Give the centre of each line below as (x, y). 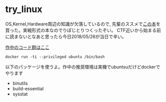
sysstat (20, 94)
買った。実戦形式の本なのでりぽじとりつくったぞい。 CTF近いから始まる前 (83, 30)
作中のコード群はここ (27, 47)
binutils (20, 83)
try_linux (24, 9)
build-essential (28, 88)
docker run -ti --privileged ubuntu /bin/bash (55, 57)
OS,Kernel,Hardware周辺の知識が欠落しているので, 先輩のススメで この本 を (83, 24)
